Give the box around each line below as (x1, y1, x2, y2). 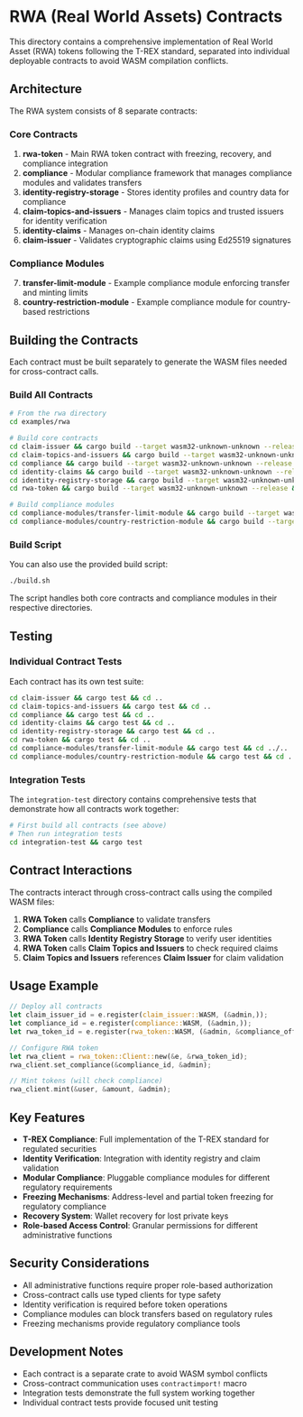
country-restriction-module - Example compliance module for (22, 297, 257, 308)
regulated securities (22, 1144, 97, 1155)
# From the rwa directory (9, 409, 106, 419)
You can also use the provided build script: (9, 559, 169, 570)
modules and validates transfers (22, 178, 142, 189)
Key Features (9, 1109, 86, 1125)
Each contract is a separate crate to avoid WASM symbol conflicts (22, 1368, 268, 1379)
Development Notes (9, 1344, 124, 1359)
